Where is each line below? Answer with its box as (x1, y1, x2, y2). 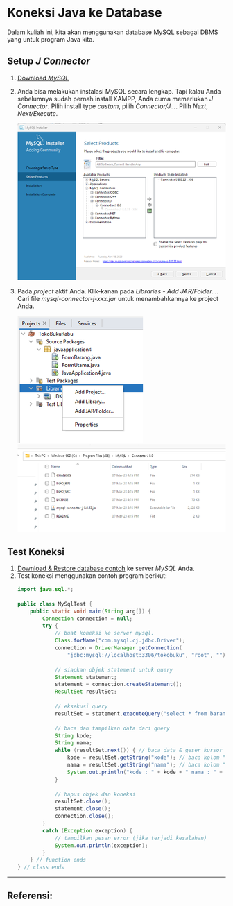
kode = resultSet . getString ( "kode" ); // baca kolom (67, 754, 220, 761)
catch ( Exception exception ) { (42, 827, 133, 834)
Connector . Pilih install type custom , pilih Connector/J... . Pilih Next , (17, 102, 208, 110)
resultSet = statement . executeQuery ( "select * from (54, 710, 207, 717)
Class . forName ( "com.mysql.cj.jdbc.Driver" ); (54, 637, 186, 644)
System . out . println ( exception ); (54, 841, 148, 849)
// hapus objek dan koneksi (54, 791, 136, 798)
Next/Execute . (17, 109, 58, 117)
